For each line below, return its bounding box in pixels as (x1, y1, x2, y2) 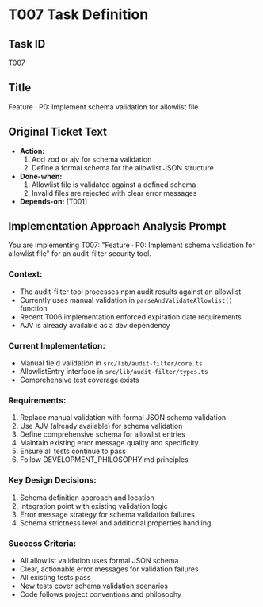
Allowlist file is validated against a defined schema (31, 180, 196, 189)
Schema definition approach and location (19, 493, 154, 502)
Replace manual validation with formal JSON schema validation (19, 413, 227, 422)
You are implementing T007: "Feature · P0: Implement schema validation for (8, 240, 255, 250)
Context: (8, 269, 43, 280)
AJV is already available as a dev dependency (19, 320, 170, 330)
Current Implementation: (8, 340, 105, 351)
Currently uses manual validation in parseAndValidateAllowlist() (19, 295, 233, 304)
